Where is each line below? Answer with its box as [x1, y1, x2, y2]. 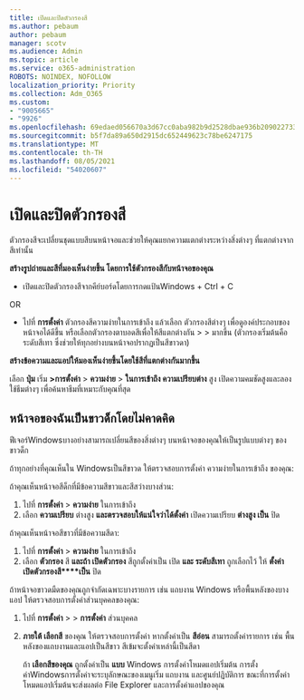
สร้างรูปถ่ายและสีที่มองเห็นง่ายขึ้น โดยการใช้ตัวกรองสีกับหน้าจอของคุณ [9, 263, 214, 274]
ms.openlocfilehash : [9, 123, 88, 132]
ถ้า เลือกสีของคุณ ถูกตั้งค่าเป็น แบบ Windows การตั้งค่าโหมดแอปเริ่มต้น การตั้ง [22, 659, 259, 670]
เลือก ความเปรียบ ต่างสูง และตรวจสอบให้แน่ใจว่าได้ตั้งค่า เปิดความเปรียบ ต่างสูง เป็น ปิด [22, 510, 280, 520]
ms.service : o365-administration [9, 64, 136, 73]
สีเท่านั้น [9, 245, 33, 256]
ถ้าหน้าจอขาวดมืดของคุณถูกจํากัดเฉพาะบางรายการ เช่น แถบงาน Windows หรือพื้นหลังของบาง [9, 584, 290, 595]
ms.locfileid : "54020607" [9, 165, 107, 174]
